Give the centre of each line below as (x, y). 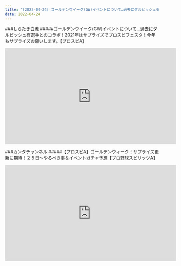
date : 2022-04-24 (23, 14)
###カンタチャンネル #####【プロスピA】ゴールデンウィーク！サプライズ (80, 151)
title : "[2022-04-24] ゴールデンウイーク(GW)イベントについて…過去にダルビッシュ (80, 10)
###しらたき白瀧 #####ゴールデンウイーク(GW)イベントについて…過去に (79, 29)
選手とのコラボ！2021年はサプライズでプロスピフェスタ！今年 (93, 35)
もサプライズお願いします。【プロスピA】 (46, 41)
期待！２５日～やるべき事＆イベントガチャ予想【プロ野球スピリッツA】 (85, 158)
